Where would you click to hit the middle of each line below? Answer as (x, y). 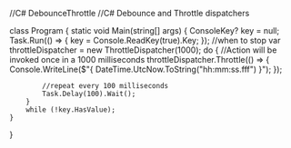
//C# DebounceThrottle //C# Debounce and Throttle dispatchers (130, 13)
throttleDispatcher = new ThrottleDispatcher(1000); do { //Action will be (143, 50)
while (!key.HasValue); (71, 110)
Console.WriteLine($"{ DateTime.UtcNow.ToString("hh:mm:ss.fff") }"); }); (146, 69)
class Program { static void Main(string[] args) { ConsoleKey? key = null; (145, 30)
